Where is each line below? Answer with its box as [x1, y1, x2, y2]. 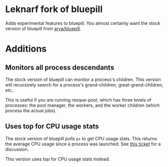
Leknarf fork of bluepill [5, 4, 103, 15]
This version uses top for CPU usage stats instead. [5, 156, 110, 162]
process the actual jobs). [5, 107, 57, 114]
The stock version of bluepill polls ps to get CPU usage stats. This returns [5, 135, 157, 141]
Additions [5, 43, 47, 55]
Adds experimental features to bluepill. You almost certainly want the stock [5, 20, 160, 26]
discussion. [5, 146, 29, 152]
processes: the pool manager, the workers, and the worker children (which [5, 102, 160, 108]
